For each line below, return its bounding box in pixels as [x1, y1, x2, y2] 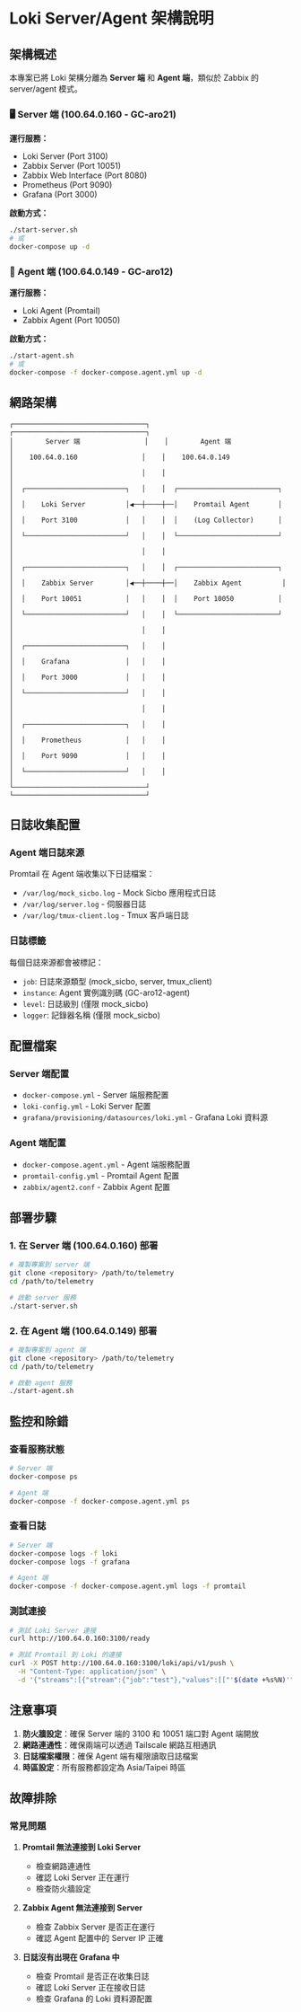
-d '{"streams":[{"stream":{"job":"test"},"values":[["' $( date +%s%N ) [17, 1675, 287, 1684]
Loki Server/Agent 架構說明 [9, 8, 214, 29]
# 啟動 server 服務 [9, 1293, 77, 1302]
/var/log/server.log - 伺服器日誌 [21, 899, 147, 910]
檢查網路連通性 [35, 1861, 91, 1872]
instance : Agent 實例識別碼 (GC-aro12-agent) [21, 987, 191, 998]
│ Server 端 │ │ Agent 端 [9, 437, 232, 446]
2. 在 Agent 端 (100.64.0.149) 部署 [9, 1324, 158, 1337]
